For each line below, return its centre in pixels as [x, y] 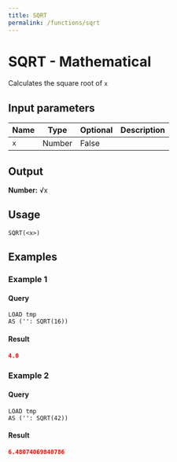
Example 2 [29, 376]
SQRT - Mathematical [80, 62]
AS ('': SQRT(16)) [38, 322]
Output [26, 171]
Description [143, 130]
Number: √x [28, 190]
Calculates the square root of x [58, 83]
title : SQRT [28, 15]
